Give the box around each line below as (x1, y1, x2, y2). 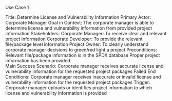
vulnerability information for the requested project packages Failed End (5, 68, 156, 74)
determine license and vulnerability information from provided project (5, 25, 152, 31)
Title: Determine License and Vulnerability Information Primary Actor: (5, 14, 151, 20)
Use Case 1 (5, 5, 29, 10)
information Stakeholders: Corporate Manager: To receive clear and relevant (5, 31, 167, 36)
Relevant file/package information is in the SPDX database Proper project (5, 52, 160, 58)
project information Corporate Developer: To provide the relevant (5, 36, 143, 42)
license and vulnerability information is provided (5, 90, 107, 96)
